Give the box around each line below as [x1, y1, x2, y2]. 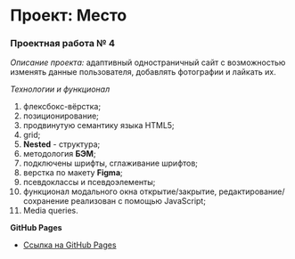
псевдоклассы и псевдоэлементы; [22, 177, 156, 188]
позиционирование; [22, 110, 99, 121]
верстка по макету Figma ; [22, 167, 123, 178]
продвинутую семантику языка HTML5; [22, 120, 175, 131]
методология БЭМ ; [22, 149, 96, 159]
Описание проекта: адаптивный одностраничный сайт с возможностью [10, 57, 286, 68]
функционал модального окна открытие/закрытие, [22, 186, 217, 197]
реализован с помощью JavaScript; [70, 196, 206, 206]
